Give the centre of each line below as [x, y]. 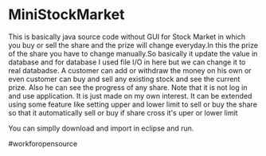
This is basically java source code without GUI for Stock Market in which [127, 37]
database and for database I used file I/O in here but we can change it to [127, 62]
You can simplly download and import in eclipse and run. [101, 128]
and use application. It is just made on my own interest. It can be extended [130, 96]
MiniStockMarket [66, 15]
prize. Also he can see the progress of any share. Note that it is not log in [128, 87]
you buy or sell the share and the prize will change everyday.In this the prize [133, 45]
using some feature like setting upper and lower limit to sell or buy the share [133, 104]
